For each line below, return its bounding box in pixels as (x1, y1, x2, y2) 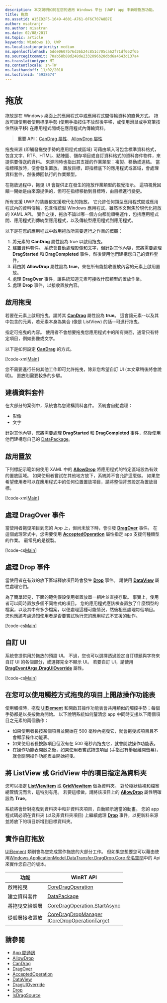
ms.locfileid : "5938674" (5, 72, 57, 77)
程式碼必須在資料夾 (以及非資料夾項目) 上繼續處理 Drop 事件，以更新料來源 (5, 812, 159, 818)
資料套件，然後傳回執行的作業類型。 (5, 171, 80, 177)
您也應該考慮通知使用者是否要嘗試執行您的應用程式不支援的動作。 (5, 613, 140, 619)
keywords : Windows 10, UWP (5, 40, 61, 45)
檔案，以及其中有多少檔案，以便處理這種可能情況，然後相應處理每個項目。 (5, 606, 158, 612)
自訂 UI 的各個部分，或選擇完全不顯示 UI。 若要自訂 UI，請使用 (5, 659, 134, 665)
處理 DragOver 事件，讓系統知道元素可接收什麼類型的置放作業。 (12, 276, 145, 282)
